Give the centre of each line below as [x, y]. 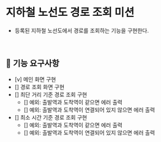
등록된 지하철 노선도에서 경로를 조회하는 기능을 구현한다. [82, 30]
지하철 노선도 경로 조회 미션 [70, 12]
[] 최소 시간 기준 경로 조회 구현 [51, 117]
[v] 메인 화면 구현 [35, 79]
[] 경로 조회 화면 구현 [39, 87]
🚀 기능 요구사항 [32, 64]
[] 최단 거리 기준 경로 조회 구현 [51, 94]
